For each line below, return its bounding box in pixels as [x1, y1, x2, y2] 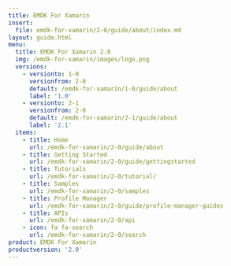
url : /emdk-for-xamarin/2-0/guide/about [28, 143, 164, 151]
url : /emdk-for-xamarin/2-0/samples [28, 187, 150, 195]
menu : [8, 41, 26, 49]
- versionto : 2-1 [22, 99, 80, 107]
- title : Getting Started [22, 150, 108, 158]
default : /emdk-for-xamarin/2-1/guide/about [28, 114, 178, 122]
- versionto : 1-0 [22, 70, 80, 78]
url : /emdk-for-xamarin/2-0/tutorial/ [28, 172, 157, 181]
